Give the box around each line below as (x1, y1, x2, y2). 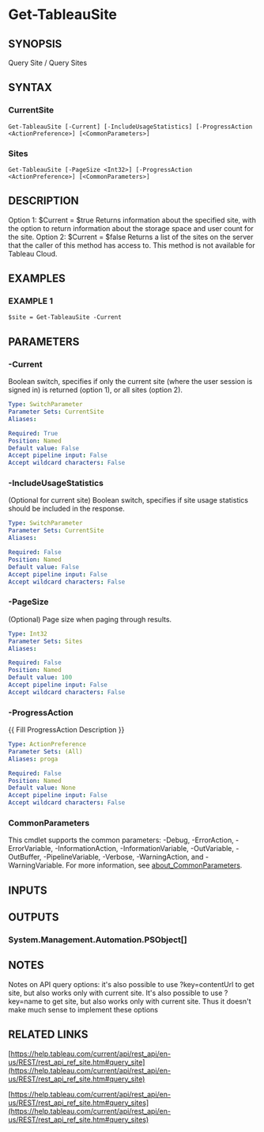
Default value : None (8, 784, 77, 792)
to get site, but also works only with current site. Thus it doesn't (43, 996, 251, 1006)
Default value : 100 (8, 674, 73, 682)
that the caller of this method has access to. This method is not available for (8, 240, 255, 250)
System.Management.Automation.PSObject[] (8, 934, 187, 945)
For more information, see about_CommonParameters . (66, 860, 243, 870)
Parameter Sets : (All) (8, 747, 83, 755)
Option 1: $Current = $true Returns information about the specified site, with (8, 215, 257, 225)
